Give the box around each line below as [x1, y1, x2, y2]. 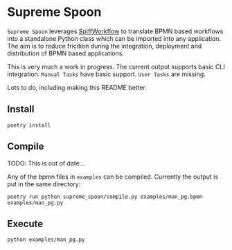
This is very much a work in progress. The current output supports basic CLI [7, 62, 225, 71]
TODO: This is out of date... [7, 159, 85, 167]
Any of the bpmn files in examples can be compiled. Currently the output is [7, 172, 219, 181]
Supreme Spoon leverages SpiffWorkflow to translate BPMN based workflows [7, 27, 224, 35]
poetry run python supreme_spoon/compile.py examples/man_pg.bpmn [7, 193, 203, 200]
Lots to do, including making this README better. [7, 83, 147, 91]
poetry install [7, 122, 51, 129]
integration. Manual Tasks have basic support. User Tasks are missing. [7, 70, 206, 78]
